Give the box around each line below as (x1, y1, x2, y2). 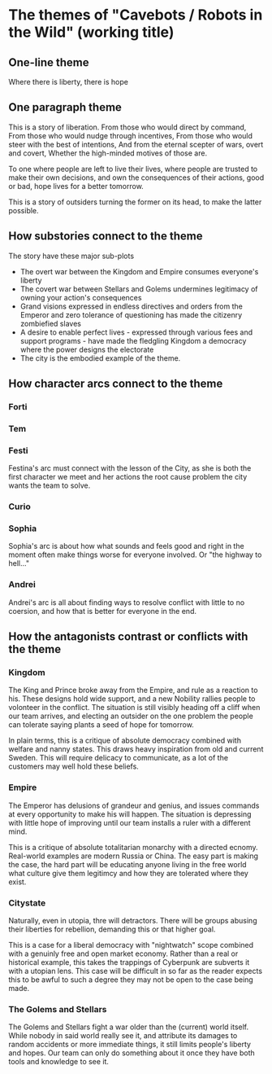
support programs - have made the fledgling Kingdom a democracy (19, 335, 247, 345)
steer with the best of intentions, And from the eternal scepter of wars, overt (8, 139, 264, 149)
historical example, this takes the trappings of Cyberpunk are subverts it (8, 957, 250, 967)
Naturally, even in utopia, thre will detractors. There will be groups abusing (8, 915, 257, 925)
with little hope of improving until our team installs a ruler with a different (8, 818, 251, 827)
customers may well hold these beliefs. (8, 761, 140, 771)
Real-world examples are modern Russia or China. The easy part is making (8, 851, 258, 861)
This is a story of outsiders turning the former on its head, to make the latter (8, 197, 262, 207)
